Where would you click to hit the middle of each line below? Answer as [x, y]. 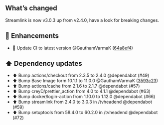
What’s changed [31, 8]
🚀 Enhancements [32, 36]
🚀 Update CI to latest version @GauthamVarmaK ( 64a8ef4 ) [73, 48]
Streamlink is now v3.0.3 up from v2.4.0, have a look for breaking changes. [82, 20]
